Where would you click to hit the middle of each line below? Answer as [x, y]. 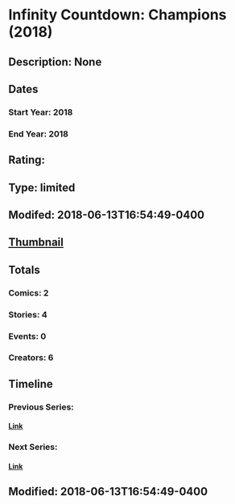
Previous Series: [41, 407]
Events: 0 [27, 336]
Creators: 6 [31, 358]
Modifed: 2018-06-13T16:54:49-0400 [107, 214]
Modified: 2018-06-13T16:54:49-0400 [108, 491]
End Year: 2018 [38, 133]
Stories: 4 [28, 314]
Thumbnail [36, 243]
